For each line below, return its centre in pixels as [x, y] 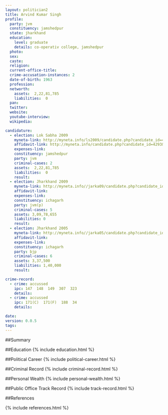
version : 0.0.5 [21, 321]
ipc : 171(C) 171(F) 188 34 [46, 303]
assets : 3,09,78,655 [35, 214]
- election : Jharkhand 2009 [39, 182]
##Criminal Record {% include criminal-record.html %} [62, 369]
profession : [22, 84]
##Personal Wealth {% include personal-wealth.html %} [63, 378]
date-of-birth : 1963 [31, 80]
